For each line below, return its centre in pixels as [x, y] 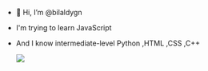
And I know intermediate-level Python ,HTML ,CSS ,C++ [108, 43]
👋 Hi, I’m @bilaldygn [49, 12]
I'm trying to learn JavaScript [64, 28]
